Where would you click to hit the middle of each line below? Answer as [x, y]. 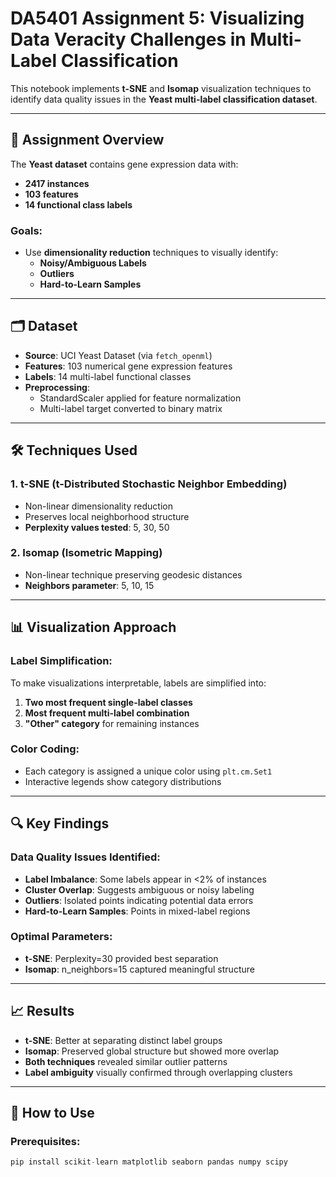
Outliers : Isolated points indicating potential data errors [139, 900]
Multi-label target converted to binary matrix [131, 408]
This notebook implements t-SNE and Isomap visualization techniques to [161, 88]
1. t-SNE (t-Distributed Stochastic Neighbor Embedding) [149, 484]
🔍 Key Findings [60, 823]
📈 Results [42, 1011]
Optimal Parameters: [61, 937]
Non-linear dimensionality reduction [98, 506]
